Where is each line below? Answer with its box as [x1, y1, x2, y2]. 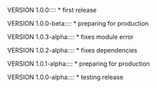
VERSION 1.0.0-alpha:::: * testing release [7, 73, 124, 81]
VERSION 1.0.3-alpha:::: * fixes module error [7, 33, 134, 41]
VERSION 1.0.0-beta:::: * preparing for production [7, 19, 149, 27]
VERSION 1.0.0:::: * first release [7, 6, 97, 14]
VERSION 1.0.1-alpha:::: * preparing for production [7, 60, 150, 68]
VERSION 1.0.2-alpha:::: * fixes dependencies [7, 46, 137, 54]
